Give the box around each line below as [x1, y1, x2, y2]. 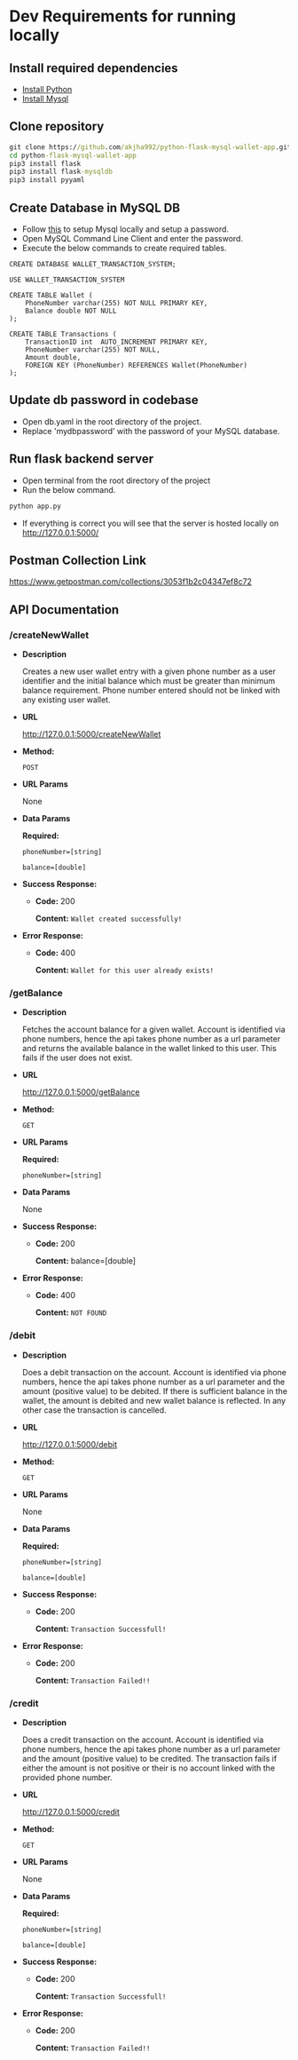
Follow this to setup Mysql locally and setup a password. [21, 224, 229, 234]
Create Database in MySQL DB [9, 200, 180, 215]
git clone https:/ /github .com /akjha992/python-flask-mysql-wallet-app [9, 142, 276, 152]
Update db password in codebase [9, 392, 199, 408]
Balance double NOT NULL [25, 306, 117, 315]
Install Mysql [21, 93, 69, 104]
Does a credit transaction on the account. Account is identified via [21, 1734, 264, 1745]
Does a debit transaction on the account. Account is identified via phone [21, 1367, 286, 1377]
